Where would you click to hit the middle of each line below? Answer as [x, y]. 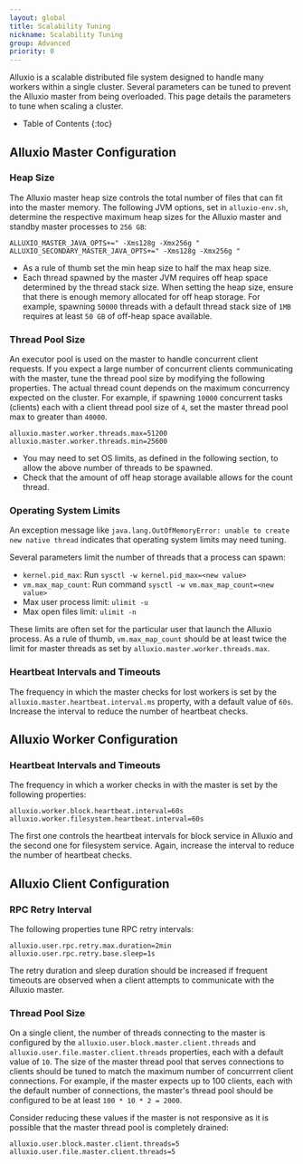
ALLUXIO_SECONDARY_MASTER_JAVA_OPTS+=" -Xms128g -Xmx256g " [125, 251]
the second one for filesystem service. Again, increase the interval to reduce [152, 846]
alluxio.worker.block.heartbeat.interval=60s [96, 812]
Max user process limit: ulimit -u [85, 602]
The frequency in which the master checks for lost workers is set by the [143, 692]
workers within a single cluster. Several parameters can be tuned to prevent [150, 87]
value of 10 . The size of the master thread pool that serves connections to [147, 1062]
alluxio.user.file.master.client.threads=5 [93, 1152]
